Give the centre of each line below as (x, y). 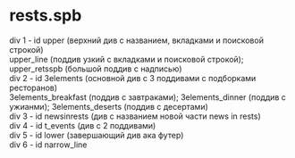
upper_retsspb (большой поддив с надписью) (96, 69)
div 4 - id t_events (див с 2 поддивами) (83, 125)
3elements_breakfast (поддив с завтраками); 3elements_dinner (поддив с (147, 97)
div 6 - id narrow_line (48, 145)
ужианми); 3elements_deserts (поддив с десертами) (109, 106)
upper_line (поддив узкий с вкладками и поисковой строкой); (126, 59)
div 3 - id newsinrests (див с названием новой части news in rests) (135, 116)
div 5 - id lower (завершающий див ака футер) (97, 135)
